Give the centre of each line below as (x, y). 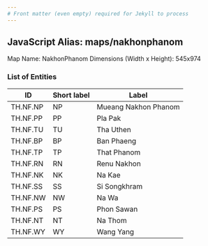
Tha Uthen (114, 129)
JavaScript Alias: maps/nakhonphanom (95, 42)
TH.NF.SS (27, 186)
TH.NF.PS (27, 209)
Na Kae (109, 175)
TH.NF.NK (27, 175)
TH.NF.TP (27, 152)
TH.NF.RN (27, 164)
